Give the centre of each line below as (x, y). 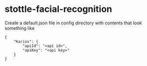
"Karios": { (26, 41)
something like (20, 28)
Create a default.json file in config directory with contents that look (73, 23)
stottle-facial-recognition (59, 9)
